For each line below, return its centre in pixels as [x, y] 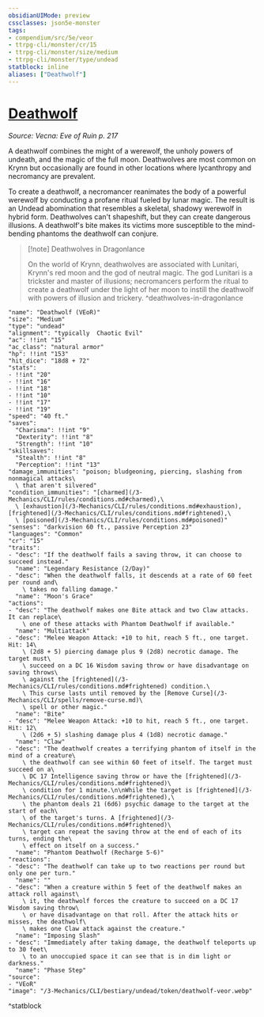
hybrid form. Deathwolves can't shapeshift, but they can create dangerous [130, 216]
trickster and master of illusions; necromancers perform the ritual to [138, 281]
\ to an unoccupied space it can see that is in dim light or [127, 956]
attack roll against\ [44, 894]
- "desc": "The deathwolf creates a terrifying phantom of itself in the [132, 749]
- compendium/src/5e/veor [51, 38]
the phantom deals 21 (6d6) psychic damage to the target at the [139, 804]
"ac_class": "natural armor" [56, 347]
